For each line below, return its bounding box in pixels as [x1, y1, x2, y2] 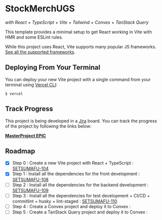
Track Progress [5, 105, 53, 113]
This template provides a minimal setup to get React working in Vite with [5, 29, 152, 35]
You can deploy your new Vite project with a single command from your [5, 76, 151, 82]
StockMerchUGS [5, 3, 75, 14]
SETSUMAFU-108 [12, 176, 49, 182]
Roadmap [5, 147, 36, 155]
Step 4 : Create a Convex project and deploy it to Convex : [12, 203, 131, 209]
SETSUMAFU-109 [12, 187, 49, 193]
